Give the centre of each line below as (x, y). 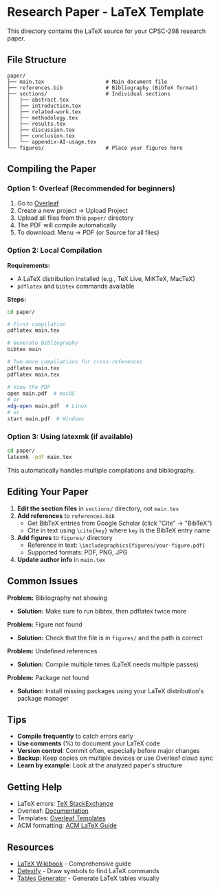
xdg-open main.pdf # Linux (47, 406)
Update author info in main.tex (61, 559)
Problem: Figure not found (45, 624)
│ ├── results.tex (37, 124)
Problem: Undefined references (52, 651)
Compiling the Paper (52, 169)
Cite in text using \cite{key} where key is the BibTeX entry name (119, 530)
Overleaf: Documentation (53, 811)
